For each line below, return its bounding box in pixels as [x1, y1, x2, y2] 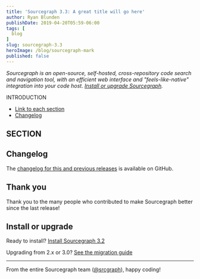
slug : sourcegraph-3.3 [6, 42, 62, 48]
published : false [6, 53, 49, 59]
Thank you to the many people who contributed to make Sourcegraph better [6, 198, 193, 205]
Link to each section [14, 105, 65, 112]
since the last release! [6, 204, 60, 212]
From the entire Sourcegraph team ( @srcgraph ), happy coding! [6, 266, 161, 273]
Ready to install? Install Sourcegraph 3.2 [6, 237, 105, 244]
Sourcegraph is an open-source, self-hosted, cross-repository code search [6, 69, 192, 76]
